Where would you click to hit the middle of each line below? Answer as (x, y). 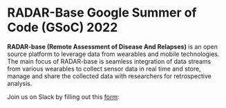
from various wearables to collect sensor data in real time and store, (104, 69)
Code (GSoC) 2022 (63, 27)
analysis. (20, 83)
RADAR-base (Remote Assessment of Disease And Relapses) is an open (113, 46)
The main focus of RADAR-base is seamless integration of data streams (109, 61)
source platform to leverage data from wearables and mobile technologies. (113, 54)
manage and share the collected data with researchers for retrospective (110, 76)
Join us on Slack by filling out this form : (63, 97)
